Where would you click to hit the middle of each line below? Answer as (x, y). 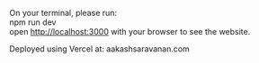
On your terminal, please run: (63, 13)
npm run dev (33, 22)
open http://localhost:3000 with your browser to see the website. (130, 31)
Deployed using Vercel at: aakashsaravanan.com (100, 49)
